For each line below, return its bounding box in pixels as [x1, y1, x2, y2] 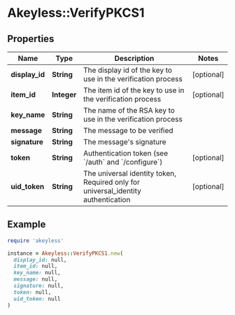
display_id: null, [13, 256, 68, 263]
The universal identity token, [83, 169, 177, 178]
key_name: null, [13, 269, 61, 276]
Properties [7, 33, 55, 45]
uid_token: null [13, 295, 61, 302]
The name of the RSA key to [83, 106, 175, 115]
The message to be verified [83, 126, 173, 135]
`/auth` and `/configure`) [83, 157, 163, 167]
